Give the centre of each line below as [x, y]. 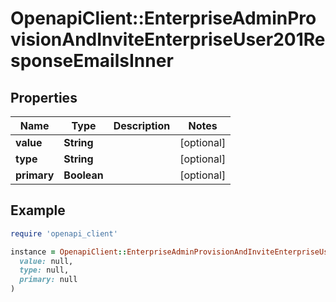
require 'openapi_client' [64, 233]
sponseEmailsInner [92, 61]
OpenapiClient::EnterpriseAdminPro [163, 18]
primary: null [48, 280]
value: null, [46, 261]
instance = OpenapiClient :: [69, 252]
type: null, [44, 270]
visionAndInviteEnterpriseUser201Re [168, 39]
